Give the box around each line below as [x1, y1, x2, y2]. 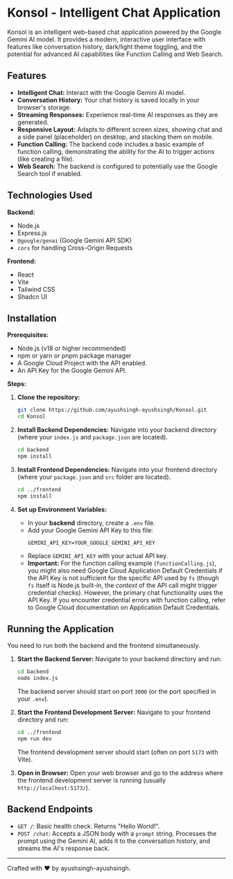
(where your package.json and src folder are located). [17, 473, 171, 481]
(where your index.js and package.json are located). [17, 433, 169, 442]
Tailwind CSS [17, 285, 55, 293]
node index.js [17, 675, 58, 682]
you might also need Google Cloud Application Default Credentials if [27, 566, 223, 575]
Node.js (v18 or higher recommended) [17, 345, 126, 353]
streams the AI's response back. [17, 844, 110, 852]
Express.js [17, 229, 47, 237]
